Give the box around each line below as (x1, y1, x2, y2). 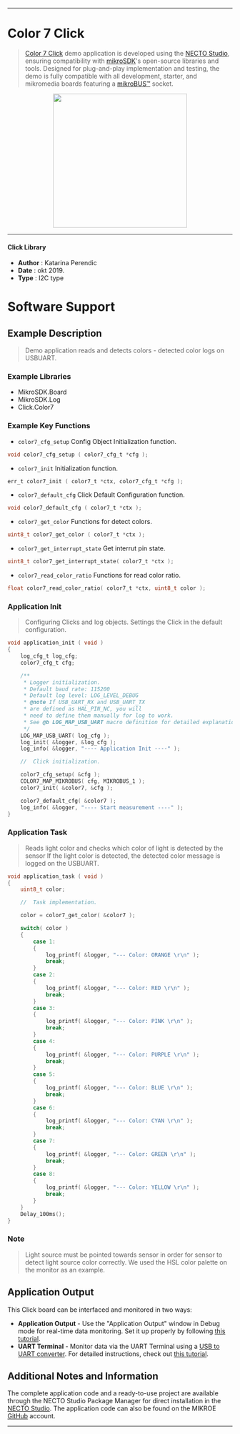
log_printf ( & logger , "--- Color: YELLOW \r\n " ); (45, 1184, 200, 1191)
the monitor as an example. (24, 1265, 106, 1274)
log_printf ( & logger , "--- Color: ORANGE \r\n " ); (45, 951, 200, 959)
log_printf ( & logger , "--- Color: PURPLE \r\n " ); (45, 1051, 200, 1058)
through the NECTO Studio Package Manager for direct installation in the (7, 1397, 221, 1405)
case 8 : (33, 1170, 56, 1178)
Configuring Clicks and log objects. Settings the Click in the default (24, 618, 223, 626)
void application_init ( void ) (7, 639, 104, 647)
